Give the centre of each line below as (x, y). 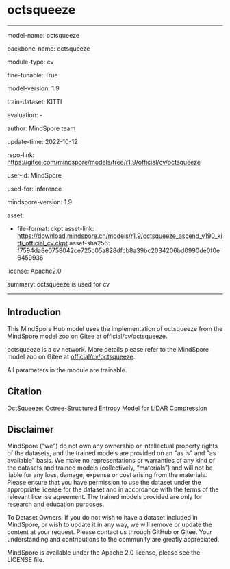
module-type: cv (30, 62)
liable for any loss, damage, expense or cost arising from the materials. (107, 475)
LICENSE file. (26, 560)
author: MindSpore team (41, 128)
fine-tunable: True (33, 75)
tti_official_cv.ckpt (42, 243)
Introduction (34, 312)
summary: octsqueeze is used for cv (59, 284)
